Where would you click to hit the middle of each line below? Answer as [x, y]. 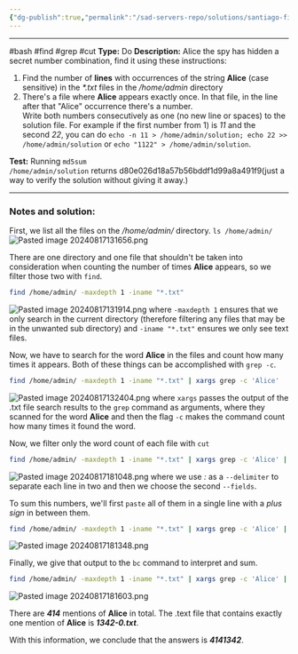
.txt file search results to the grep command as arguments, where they [137, 407]
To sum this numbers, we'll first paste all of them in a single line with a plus [145, 503]
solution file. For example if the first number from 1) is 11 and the [139, 124]
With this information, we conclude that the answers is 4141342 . [126, 640]
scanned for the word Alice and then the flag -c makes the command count [147, 416]
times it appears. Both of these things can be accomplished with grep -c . [143, 364]
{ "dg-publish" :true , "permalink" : [71, 17]
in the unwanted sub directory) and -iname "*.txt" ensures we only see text [149, 328]
